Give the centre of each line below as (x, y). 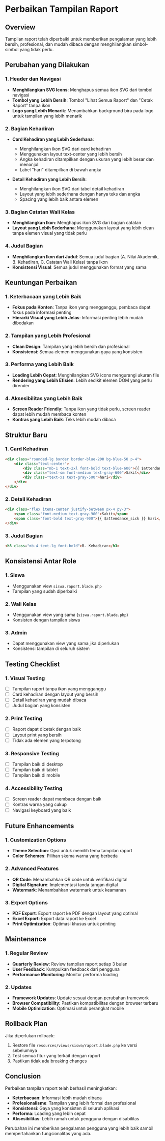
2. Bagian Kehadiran (30, 128)
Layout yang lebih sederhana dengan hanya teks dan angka (80, 194)
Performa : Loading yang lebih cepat (49, 1113)
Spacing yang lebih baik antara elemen (59, 199)
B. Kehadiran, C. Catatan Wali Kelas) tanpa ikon (60, 262)
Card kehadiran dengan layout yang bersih (55, 694)
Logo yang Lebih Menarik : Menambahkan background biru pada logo (83, 110)
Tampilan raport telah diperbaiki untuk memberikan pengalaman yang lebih (81, 39)
